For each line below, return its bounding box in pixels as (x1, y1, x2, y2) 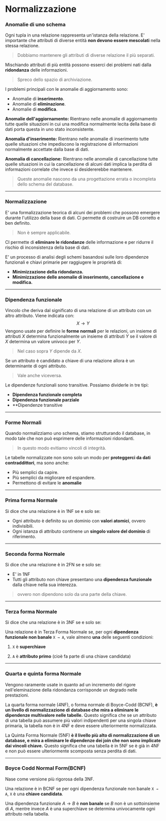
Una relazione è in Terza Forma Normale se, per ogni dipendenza (5, 629, 139, 635)
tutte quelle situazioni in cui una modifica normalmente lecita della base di (5, 121, 156, 127)
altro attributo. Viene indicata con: (5, 313, 75, 319)
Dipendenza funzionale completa (12, 391, 83, 398)
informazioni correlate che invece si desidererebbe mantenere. (5, 166, 133, 172)
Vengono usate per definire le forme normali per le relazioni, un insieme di (5, 328, 157, 334)
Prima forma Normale (5, 497, 58, 504)
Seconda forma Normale (5, 550, 65, 557)
